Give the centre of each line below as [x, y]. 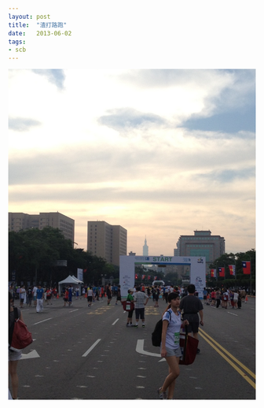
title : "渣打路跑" [38, 25]
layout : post [29, 17]
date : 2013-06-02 [40, 33]
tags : [17, 42]
